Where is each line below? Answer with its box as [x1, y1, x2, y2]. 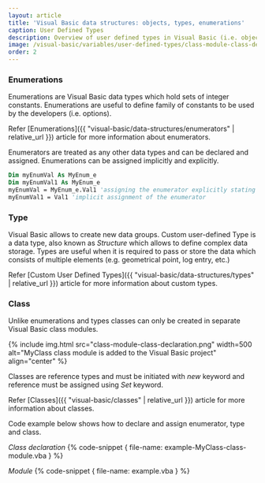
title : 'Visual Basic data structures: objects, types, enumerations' [8, 19, 245, 27]
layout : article [8, 11, 62, 20]
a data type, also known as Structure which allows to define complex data [8, 238, 248, 248]
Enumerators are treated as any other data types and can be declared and [8, 147, 248, 158]
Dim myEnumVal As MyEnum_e [8, 171, 97, 180]
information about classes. [8, 403, 95, 414]
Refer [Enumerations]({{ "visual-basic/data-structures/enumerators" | [8, 124, 235, 134]
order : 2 [8, 48, 37, 56]
